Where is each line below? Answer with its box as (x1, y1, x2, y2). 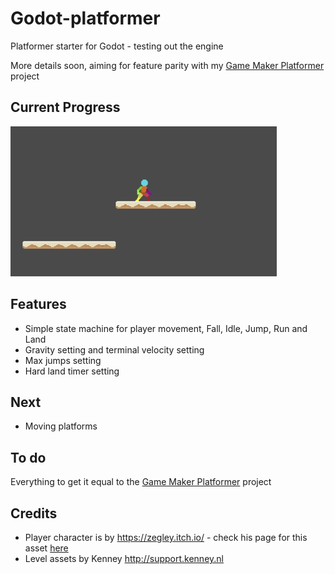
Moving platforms (24, 420, 98, 432)
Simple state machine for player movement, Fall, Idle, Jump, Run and (24, 322, 308, 334)
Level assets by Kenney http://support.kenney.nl (24, 553, 224, 564)
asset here (24, 542, 69, 554)
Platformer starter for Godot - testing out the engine (10, 40, 224, 52)
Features (10, 296, 67, 313)
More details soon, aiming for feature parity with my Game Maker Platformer (10, 59, 325, 71)
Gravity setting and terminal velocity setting (24, 343, 205, 356)
